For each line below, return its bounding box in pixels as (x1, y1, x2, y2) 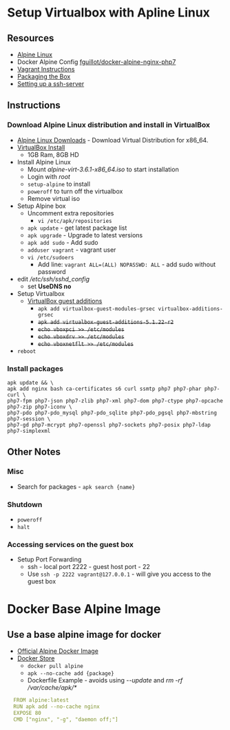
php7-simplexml (7, 427, 51, 434)
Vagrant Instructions (17, 65, 75, 73)
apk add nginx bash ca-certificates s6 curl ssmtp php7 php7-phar (7, 385, 202, 392)
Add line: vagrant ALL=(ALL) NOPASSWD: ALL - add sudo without (37, 260, 216, 268)
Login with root (27, 172, 71, 180)
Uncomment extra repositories (27, 208, 114, 217)
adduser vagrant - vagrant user (27, 246, 116, 254)
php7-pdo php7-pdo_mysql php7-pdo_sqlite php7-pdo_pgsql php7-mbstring (7, 409, 217, 416)
